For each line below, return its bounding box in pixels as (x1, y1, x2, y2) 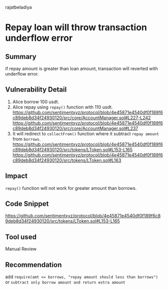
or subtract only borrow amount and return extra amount (5, 279, 125, 285)
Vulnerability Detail (5, 85, 67, 94)
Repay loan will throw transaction (5, 22, 147, 33)
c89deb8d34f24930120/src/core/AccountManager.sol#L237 (12, 125, 139, 131)
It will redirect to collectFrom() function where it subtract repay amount (12, 130, 159, 137)
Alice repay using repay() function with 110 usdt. (12, 104, 113, 110)
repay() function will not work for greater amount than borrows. (5, 185, 137, 191)
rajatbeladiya (5, 5, 32, 10)
